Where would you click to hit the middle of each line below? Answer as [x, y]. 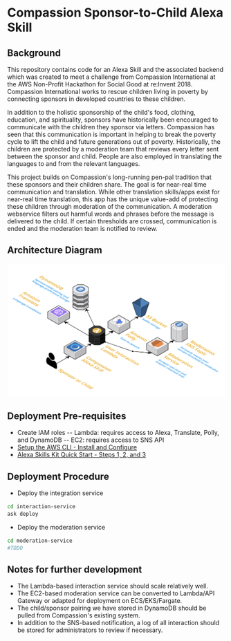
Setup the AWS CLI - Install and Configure [77, 447]
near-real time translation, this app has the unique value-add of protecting [113, 199]
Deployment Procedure [58, 476]
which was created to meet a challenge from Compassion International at [111, 77]
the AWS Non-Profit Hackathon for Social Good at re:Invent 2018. [100, 84]
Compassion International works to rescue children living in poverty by [108, 92]
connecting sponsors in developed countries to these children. [96, 99]
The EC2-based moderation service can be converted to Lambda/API [116, 593]
